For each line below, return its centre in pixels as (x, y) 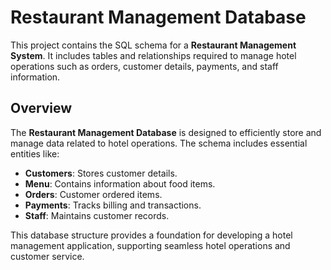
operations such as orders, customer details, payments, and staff (144, 66)
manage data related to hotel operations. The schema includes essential (159, 143)
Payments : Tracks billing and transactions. (113, 205)
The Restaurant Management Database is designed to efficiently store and (166, 132)
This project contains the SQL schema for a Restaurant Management (153, 45)
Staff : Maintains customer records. (97, 215)
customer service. (47, 256)
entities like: (35, 153)
